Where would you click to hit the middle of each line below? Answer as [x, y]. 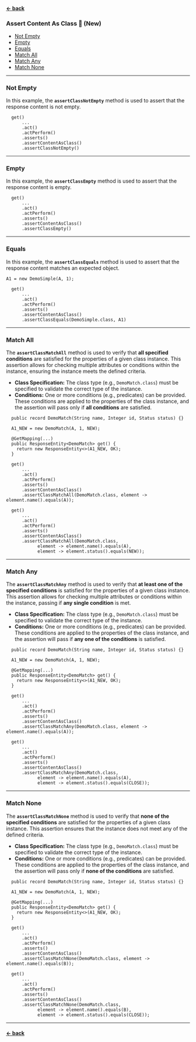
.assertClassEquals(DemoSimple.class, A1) [74, 320]
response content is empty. [39, 187]
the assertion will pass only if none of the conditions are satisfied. [94, 871]
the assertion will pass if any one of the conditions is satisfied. [90, 639]
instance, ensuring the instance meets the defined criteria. [76, 371]
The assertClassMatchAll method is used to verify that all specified [87, 353]
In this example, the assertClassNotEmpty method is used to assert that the [95, 101]
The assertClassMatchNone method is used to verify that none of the [87, 816]
